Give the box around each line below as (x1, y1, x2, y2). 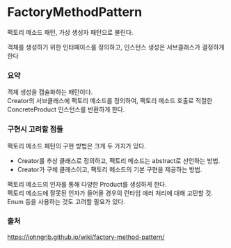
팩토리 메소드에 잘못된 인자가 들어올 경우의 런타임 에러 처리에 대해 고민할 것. (7, 189, 214, 197)
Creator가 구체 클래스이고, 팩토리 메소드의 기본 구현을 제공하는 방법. (17, 165, 202, 173)
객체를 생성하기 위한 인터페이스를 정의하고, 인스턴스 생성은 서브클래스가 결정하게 (7, 42, 225, 51)
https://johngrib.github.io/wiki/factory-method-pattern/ (7, 233, 165, 241)
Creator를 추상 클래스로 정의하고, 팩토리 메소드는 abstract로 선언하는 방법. (17, 156, 221, 164)
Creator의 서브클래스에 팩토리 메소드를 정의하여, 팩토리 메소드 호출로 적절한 (7, 97, 213, 105)
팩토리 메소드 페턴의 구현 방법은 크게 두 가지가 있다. (7, 141, 146, 150)
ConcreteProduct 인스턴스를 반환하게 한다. (7, 105, 125, 114)
